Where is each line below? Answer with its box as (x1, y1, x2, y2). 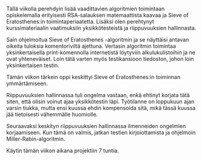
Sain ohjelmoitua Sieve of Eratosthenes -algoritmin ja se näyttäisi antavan (6, 36, 189, 43)
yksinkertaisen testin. (6, 62, 59, 69)
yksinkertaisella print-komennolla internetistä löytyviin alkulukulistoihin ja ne (6, 49, 195, 56)
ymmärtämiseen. (6, 80, 48, 87)
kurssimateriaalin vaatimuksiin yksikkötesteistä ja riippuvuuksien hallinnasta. (6, 24, 197, 31)
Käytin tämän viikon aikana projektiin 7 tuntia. (6, 147, 119, 154)
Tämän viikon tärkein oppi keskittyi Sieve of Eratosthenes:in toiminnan (6, 74, 181, 80)
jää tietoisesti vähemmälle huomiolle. (6, 111, 98, 118)
